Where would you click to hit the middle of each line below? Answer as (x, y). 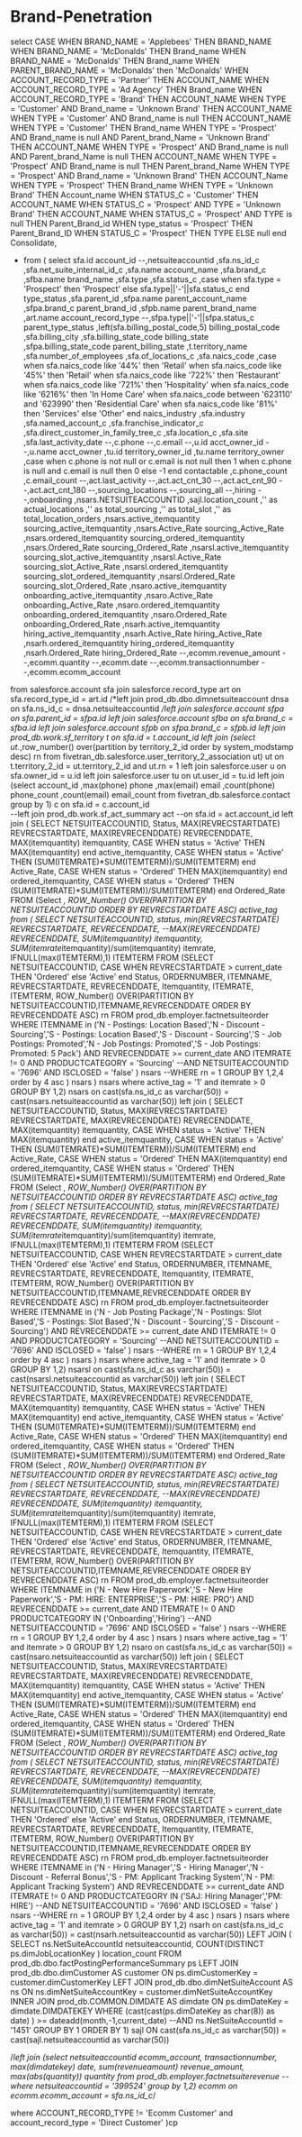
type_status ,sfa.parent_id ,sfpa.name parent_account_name (135, 298)
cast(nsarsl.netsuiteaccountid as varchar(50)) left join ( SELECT (128, 1379)
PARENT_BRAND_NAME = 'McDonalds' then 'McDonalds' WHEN (130, 70)
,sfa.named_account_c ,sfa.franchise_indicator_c (114, 423)
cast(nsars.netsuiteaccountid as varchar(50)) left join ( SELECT (127, 1100)
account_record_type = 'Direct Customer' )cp (94, 2122)
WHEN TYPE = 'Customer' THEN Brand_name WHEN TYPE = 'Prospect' (143, 127)
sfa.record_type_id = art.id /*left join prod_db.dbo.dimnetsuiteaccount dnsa (150, 699)
